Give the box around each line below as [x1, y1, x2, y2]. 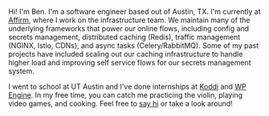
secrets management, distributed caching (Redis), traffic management [8, 32, 241, 42]
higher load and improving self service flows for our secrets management [8, 58, 251, 67]
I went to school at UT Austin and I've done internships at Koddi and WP [8, 82, 247, 91]
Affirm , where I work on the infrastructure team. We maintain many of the [8, 15, 251, 25]
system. [8, 66, 35, 75]
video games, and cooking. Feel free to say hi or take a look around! [8, 99, 233, 108]
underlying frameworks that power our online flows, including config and [8, 24, 250, 33]
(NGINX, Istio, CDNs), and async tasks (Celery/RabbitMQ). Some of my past [8, 41, 259, 50]
